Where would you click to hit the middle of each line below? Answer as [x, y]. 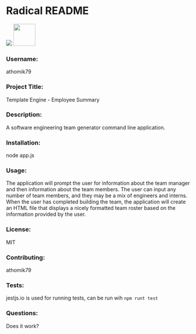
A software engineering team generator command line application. [86, 128]
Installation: [23, 143]
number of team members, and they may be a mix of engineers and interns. [97, 196]
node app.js [20, 156]
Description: [24, 115]
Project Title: [25, 87]
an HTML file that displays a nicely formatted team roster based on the [91, 208]
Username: [22, 58]
